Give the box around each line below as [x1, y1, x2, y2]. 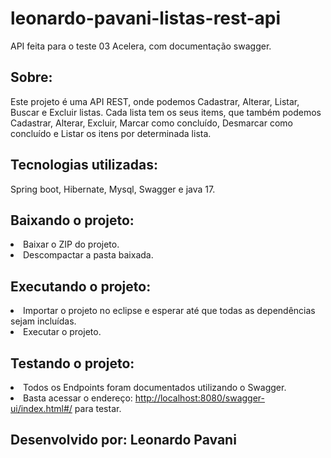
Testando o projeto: [10, 355, 135, 372]
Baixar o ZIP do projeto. [23, 238, 120, 251]
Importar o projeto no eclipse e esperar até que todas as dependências [23, 305, 316, 317]
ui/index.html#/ [10, 403, 73, 414]
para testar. [74, 403, 122, 414]
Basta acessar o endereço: [23, 392, 133, 404]
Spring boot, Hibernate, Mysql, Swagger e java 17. [10, 183, 216, 195]
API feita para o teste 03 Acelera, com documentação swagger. [10, 40, 272, 52]
